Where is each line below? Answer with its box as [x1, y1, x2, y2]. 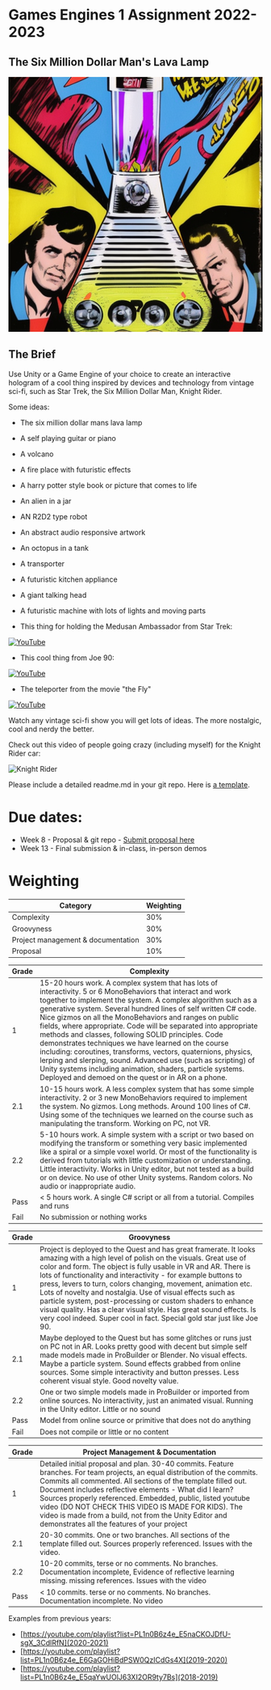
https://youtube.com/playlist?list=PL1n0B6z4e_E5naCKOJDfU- [23, 1629, 231, 1639]
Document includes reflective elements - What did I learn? [40, 1485, 234, 1494]
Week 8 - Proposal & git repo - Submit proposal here [19, 835, 195, 845]
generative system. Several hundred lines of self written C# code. [40, 1004, 256, 1014]
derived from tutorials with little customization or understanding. [40, 1155, 252, 1165]
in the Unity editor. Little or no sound [40, 1404, 161, 1414]
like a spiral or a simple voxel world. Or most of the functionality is [40, 1146, 258, 1156]
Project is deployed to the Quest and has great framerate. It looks [40, 1244, 256, 1254]
